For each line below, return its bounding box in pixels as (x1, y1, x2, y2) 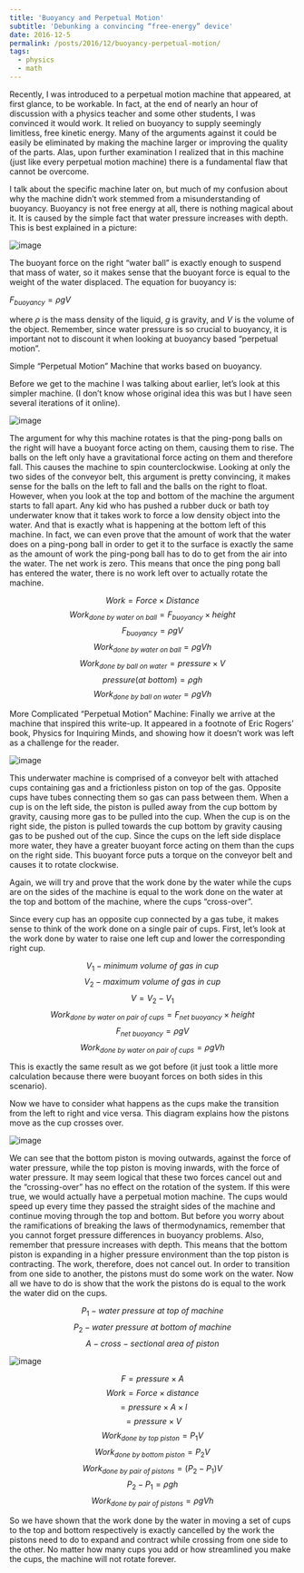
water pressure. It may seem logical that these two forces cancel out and (9, 1172, 282, 1183)
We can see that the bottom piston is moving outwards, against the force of (9, 1153, 291, 1164)
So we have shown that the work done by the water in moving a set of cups (9, 1515, 291, 1526)
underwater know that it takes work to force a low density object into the (9, 509, 281, 520)
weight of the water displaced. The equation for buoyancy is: (9, 276, 238, 287)
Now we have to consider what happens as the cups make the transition (9, 1098, 279, 1109)
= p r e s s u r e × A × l (120, 1401, 188, 1412)
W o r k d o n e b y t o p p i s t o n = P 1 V (101, 1430, 204, 1443)
